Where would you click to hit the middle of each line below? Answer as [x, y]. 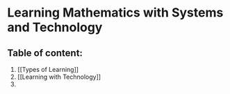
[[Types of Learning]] [48, 69]
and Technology [55, 27]
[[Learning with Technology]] [59, 77]
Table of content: [45, 53]
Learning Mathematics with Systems [115, 13]
